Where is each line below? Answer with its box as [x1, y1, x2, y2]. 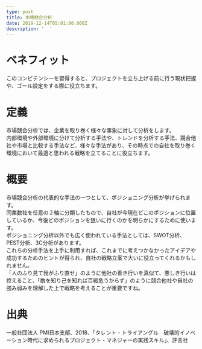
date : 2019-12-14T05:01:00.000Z [6, 20, 87, 26]
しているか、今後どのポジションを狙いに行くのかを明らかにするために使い [6, 217, 191, 224]
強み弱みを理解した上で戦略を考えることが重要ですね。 [6, 284, 144, 292]
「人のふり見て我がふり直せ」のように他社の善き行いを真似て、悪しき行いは [6, 269, 197, 277]
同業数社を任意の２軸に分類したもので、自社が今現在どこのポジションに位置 [6, 209, 197, 216]
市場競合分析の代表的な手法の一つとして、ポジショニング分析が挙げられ [6, 194, 186, 201]
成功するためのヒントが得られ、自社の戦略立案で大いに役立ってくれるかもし [6, 254, 197, 261]
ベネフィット [6, 54, 70, 67]
